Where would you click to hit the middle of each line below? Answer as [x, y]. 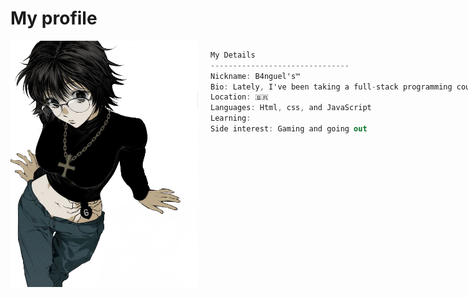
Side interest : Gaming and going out [289, 129]
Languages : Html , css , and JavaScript [291, 108]
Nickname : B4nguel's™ [255, 76]
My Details [233, 55]
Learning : [231, 118]
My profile [54, 18]
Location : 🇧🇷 [239, 97]
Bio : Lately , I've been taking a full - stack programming [331, 87]
